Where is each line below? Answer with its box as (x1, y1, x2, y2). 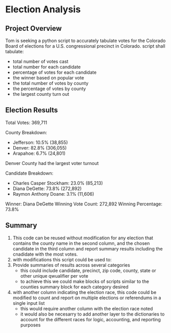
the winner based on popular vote (12, 75, 84, 80)
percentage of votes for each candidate (12, 69, 97, 75)
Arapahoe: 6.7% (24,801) (12, 150, 66, 156)
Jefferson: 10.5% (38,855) (12, 139, 68, 145)
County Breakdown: (5, 129, 48, 135)
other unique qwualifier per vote (20, 273, 89, 279)
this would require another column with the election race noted (20, 305, 153, 311)
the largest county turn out (12, 91, 70, 97)
